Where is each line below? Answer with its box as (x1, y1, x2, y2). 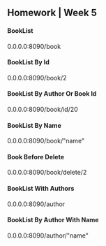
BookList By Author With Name (7, 216, 99, 224)
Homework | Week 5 (7, 7, 98, 19)
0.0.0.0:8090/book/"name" (7, 137, 85, 145)
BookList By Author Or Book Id (7, 89, 97, 98)
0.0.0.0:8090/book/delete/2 (7, 168, 87, 177)
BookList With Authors (7, 184, 75, 192)
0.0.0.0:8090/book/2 (7, 73, 68, 82)
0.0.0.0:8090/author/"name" (7, 231, 89, 240)
